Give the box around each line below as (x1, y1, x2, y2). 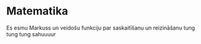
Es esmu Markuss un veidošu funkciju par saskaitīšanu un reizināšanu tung (6, 24, 196, 31)
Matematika (6, 4, 68, 18)
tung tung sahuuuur (6, 30, 56, 37)
